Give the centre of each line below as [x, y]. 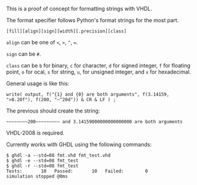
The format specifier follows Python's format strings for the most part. [93, 20]
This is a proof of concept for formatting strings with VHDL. [79, 9]
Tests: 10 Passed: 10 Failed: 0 [77, 171]
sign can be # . [24, 54]
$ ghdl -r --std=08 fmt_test [42, 166]
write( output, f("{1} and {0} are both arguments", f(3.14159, [88, 95]
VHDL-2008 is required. [35, 133]
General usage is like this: [38, 84]
